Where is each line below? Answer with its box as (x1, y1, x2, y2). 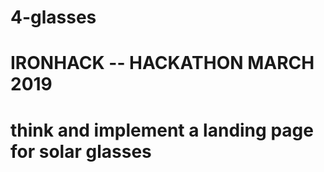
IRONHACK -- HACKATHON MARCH (10, 52, 315, 75)
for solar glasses (10, 140, 152, 163)
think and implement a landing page (10, 119, 314, 141)
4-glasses (10, 6, 97, 29)
